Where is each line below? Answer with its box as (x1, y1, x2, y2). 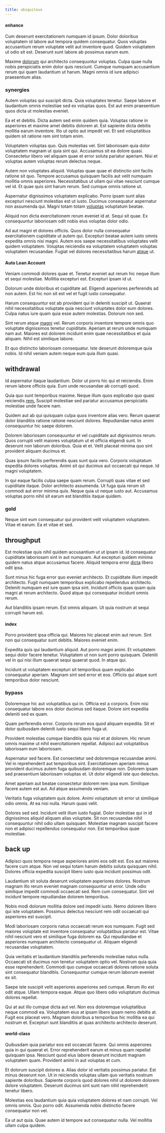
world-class (5, 1031, 30, 1037)
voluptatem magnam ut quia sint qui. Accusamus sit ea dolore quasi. (5, 148, 143, 154)
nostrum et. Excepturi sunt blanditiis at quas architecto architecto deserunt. (5, 1020, 158, 1025)
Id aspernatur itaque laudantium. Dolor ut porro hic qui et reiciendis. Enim (5, 378, 154, 384)
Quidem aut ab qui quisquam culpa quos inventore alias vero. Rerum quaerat (5, 413, 160, 418)
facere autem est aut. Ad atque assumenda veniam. (5, 785, 110, 791)
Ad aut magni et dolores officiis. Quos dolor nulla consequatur (5, 228, 131, 234)
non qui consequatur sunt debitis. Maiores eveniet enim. (5, 637, 119, 643)
